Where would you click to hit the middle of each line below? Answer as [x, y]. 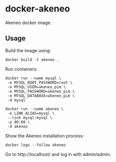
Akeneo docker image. [28, 23]
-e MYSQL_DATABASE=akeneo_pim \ [41, 96]
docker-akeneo [37, 9]
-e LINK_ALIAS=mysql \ [31, 113]
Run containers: [21, 69]
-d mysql [16, 100]
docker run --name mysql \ [33, 78]
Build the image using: [28, 50]
